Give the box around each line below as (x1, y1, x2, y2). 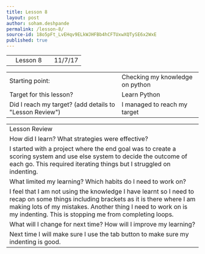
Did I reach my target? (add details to (9, 100, 115, 109)
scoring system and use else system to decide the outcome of (9, 152, 188, 161)
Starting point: (9, 77, 50, 85)
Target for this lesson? (9, 90, 73, 98)
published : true (6, 37, 48, 43)
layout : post (6, 15, 40, 21)
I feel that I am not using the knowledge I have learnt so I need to (9, 187, 194, 195)
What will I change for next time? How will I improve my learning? (9, 220, 195, 228)
